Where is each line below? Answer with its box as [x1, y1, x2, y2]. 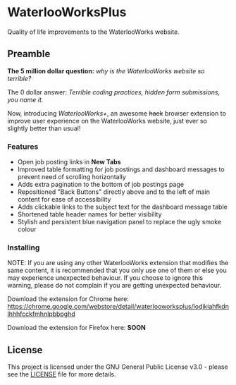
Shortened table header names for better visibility [17, 210, 162, 219]
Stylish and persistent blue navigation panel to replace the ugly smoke [17, 218, 222, 226]
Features [7, 142, 39, 152]
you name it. [7, 95, 44, 104]
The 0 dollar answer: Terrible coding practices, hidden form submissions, [7, 87, 221, 96]
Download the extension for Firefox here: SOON [7, 324, 146, 332]
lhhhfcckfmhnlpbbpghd [7, 310, 75, 318]
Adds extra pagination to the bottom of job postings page [17, 181, 185, 189]
